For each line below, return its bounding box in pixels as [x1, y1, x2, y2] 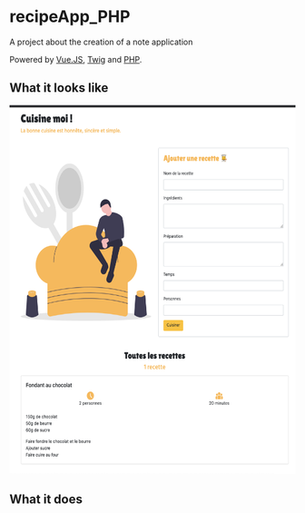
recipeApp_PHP [9, 6, 131, 27]
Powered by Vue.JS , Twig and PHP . [9, 54, 143, 64]
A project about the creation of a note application [9, 36, 193, 47]
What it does [9, 492, 84, 508]
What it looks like [9, 80, 109, 96]
